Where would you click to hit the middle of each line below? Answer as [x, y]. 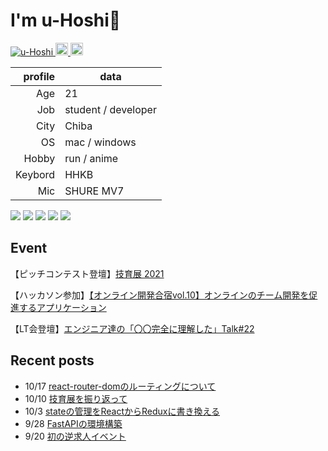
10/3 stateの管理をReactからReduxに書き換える [122, 411]
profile [39, 76]
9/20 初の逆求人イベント [75, 436]
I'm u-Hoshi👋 [66, 20]
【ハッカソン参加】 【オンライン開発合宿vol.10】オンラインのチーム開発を [160, 295]
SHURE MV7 [94, 191]
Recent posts [52, 360]
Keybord [35, 174]
